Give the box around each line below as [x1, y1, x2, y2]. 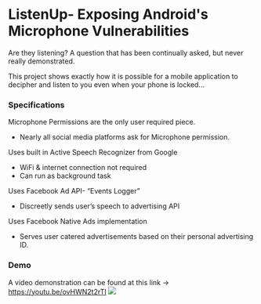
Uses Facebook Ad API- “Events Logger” [8, 186, 140, 196]
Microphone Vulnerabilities [8, 22, 190, 40]
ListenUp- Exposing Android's [8, 5, 209, 24]
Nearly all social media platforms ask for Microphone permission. [19, 132, 230, 142]
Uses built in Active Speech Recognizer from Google [8, 147, 178, 157]
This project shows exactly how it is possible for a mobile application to [8, 71, 239, 81]
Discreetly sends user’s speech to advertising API [19, 201, 180, 211]
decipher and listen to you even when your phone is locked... [8, 80, 205, 89]
